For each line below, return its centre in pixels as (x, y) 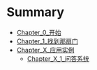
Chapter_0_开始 (39, 32)
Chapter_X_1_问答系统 (58, 58)
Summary (35, 12)
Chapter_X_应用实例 (45, 50)
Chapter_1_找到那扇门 (47, 41)
